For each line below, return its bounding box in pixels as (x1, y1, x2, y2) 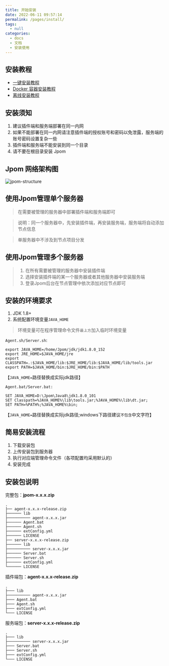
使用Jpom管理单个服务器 (5, 194, 83, 203)
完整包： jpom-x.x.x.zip (5, 492, 55, 498)
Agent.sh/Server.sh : (5, 337, 48, 343)
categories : (5, 31, 30, 36)
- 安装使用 (10, 45, 30, 50)
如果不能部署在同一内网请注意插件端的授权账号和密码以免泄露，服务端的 (12, 129, 163, 135)
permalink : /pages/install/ (5, 17, 65, 22)
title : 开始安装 (5, 7, 36, 13)
